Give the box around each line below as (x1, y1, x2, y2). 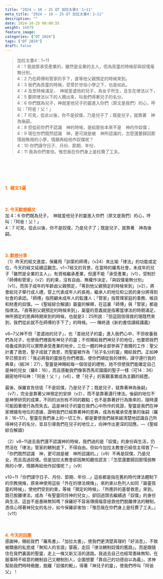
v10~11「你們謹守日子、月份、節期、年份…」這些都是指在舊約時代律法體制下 (5, 474, 158, 480)
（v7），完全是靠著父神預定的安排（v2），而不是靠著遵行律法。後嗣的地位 (5, 391, 151, 396)
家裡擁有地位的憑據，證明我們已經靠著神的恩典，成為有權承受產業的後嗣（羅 (5, 409, 158, 414)
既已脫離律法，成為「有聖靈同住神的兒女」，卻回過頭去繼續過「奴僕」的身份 (5, 492, 156, 498)
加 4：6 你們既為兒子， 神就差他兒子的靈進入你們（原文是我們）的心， (5, 212, 147, 218)
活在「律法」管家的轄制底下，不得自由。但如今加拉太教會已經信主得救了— (9, 444, 158, 450)
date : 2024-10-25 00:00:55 (5, 20, 60, 26)
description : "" (5, 16, 38, 21)
